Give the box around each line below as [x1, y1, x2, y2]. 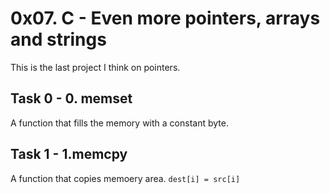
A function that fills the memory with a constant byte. [10, 117, 229, 129]
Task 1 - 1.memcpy [10, 146, 128, 163]
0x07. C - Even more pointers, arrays [10, 7, 321, 30]
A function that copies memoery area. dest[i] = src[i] [10, 172, 241, 184]
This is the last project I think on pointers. [10, 61, 181, 73]
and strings [10, 28, 107, 51]
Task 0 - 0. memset [10, 90, 133, 107]
